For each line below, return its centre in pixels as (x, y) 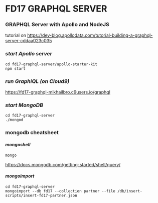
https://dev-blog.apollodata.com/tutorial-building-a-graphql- (90, 35)
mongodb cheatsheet (32, 133)
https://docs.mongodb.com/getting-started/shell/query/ (63, 164)
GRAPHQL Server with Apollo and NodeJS (57, 25)
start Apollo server (29, 54)
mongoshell (18, 144)
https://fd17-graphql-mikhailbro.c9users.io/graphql (58, 92)
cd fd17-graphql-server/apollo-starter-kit (51, 64)
